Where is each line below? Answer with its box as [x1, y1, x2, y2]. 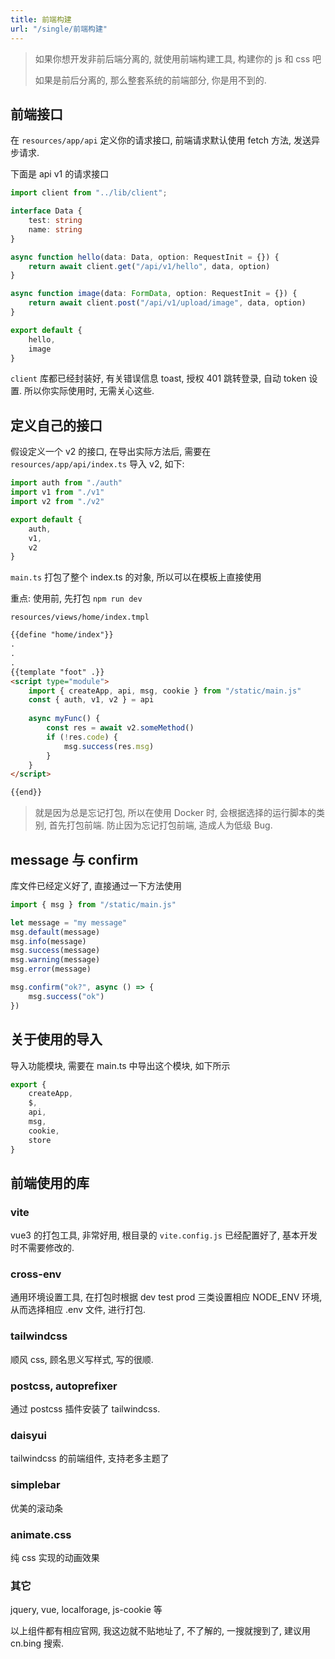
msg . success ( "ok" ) [28, 991, 105, 1001]
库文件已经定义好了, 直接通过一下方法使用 [10, 879, 182, 891]
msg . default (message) [10, 927, 101, 937]
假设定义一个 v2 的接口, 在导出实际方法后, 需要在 [10, 446, 212, 458]
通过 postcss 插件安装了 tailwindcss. [10, 1403, 161, 1415]
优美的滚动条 [10, 1502, 63, 1514]
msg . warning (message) [10, 955, 101, 965]
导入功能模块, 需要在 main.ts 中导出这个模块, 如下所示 [10, 1059, 231, 1071]
